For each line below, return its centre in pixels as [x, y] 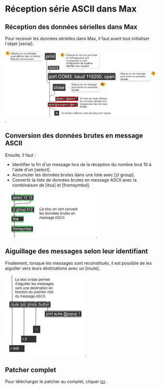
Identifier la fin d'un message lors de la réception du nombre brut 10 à [82, 164]
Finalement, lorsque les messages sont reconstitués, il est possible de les [78, 263]
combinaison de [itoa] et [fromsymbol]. [51, 185]
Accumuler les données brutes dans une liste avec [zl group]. [73, 175]
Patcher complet [31, 370]
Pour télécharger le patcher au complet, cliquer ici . [56, 382]
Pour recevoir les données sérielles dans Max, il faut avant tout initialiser [77, 38]
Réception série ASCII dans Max [71, 9]
